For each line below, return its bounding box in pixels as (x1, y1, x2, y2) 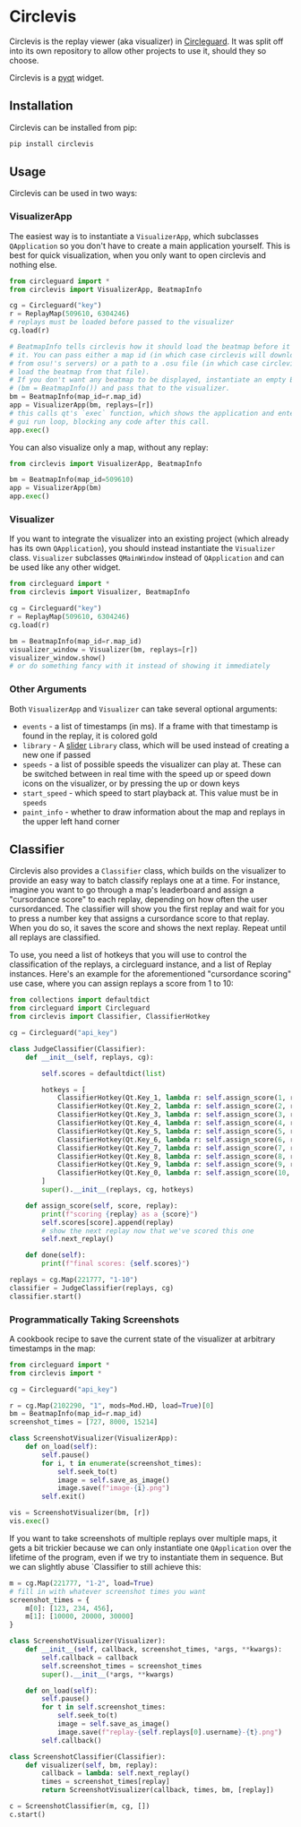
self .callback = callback (41, 1653, 139, 1662)
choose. (9, 55, 39, 65)
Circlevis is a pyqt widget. (9, 72, 105, 82)
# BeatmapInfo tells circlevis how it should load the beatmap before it (9, 342, 291, 351)
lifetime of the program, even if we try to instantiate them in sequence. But (9, 1552, 284, 1563)
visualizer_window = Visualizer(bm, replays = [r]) (9, 645, 199, 654)
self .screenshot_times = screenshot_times (41, 1661, 202, 1670)
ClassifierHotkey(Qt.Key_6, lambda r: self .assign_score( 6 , (56, 1135, 287, 1144)
